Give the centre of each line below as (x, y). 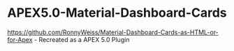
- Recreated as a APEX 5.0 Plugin (82, 39)
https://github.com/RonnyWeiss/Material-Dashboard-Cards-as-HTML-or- (113, 32)
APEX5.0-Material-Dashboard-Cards (117, 13)
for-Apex (20, 39)
